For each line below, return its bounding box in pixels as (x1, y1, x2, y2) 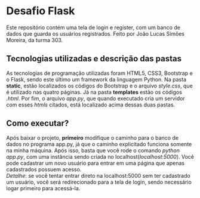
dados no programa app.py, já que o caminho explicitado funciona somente (6, 140, 192, 147)
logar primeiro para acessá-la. (6, 184, 81, 191)
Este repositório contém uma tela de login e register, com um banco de (6, 24, 181, 31)
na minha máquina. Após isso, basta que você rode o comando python (6, 147, 180, 154)
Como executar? (6, 118, 69, 128)
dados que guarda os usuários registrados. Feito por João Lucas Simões (6, 30, 185, 37)
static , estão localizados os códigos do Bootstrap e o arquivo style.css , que (6, 82, 193, 89)
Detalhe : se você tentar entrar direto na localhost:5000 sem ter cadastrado (6, 172, 191, 179)
